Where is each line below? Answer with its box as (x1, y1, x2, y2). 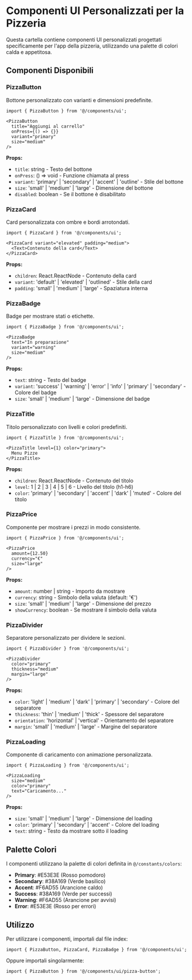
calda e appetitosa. (6, 48, 53, 55)
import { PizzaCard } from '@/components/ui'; (6, 230, 122, 236)
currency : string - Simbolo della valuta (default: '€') (14, 593, 138, 600)
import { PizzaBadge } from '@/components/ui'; (6, 324, 125, 330)
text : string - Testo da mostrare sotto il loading (14, 827, 128, 835)
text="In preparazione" (11, 340, 69, 345)
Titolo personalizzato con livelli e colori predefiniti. (6, 423, 128, 430)
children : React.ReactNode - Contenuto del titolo (14, 477, 133, 484)
